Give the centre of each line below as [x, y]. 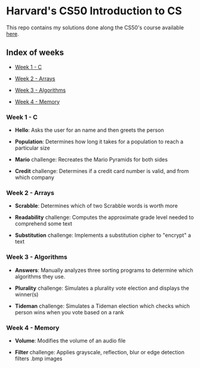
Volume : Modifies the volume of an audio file [70, 341]
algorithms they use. [40, 276]
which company [35, 178]
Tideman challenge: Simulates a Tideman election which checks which [102, 306]
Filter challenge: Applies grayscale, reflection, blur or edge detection [100, 352]
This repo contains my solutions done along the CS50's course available [95, 27]
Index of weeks [35, 53]
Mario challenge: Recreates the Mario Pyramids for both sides [91, 160]
